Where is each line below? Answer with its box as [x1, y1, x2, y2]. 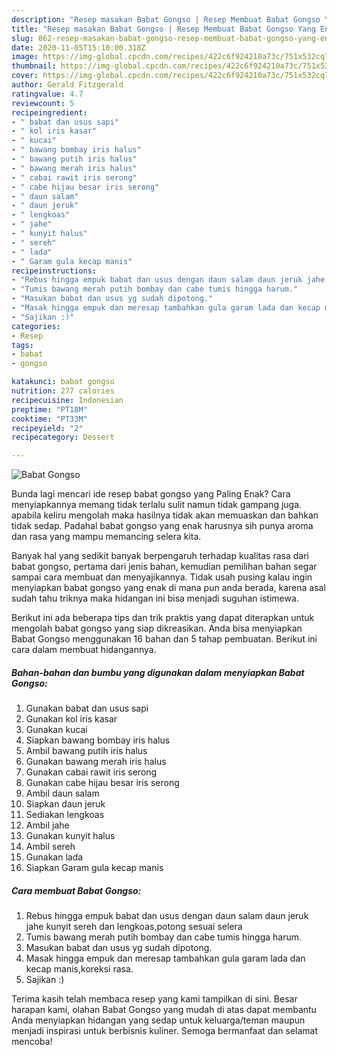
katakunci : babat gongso [11, 377, 115, 387]
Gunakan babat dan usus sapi [25, 702, 149, 715]
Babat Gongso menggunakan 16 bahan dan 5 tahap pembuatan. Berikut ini [11, 633, 318, 645]
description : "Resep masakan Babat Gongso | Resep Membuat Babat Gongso [11, 14, 321, 25]
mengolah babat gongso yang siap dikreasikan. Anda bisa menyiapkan [11, 622, 303, 635]
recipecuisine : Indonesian [11, 395, 124, 405]
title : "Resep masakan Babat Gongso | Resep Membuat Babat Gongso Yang [11, 24, 316, 34]
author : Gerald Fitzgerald [11, 80, 124, 90]
